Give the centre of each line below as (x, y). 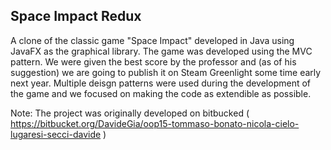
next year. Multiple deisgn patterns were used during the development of (160, 83)
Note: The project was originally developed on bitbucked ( (130, 113)
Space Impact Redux (76, 16)
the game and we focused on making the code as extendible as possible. (161, 93)
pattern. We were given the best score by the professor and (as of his (153, 61)
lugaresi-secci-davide (56, 134)
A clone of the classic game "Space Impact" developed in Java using (152, 40)
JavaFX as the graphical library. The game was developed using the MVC (161, 51)
